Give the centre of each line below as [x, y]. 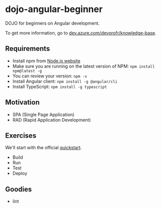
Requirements [27, 49]
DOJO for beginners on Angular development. [52, 23]
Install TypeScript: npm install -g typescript [60, 86]
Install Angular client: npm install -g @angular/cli [65, 81]
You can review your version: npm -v [50, 76]
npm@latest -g [27, 71]
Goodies [18, 189]
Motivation [22, 102]
